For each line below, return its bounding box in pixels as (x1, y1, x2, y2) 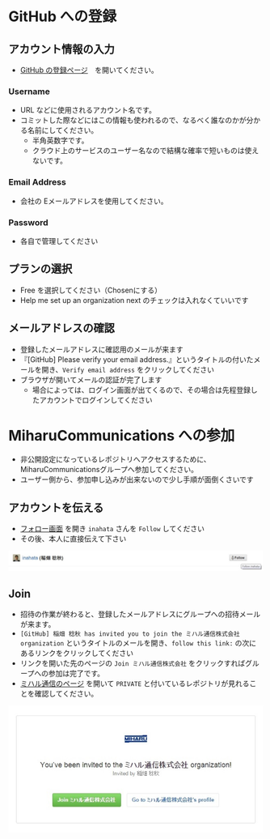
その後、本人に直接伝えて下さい (19, 534, 127, 543)
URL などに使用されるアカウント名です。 (19, 105, 156, 115)
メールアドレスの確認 (8, 322, 115, 335)
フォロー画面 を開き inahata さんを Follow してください (19, 524, 205, 534)
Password (8, 216, 49, 228)
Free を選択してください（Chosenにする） (19, 285, 162, 295)
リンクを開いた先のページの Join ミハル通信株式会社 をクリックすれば (19, 658, 246, 668)
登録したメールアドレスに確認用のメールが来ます (19, 344, 184, 354)
